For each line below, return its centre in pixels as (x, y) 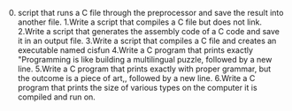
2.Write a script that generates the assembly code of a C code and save (149, 31)
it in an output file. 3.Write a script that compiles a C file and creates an (147, 41)
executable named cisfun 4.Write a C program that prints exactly (135, 50)
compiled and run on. (56, 97)
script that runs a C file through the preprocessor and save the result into (150, 13)
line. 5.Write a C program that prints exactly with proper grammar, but (144, 69)
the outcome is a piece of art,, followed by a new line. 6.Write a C (136, 78)
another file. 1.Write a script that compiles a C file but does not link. (140, 22)
